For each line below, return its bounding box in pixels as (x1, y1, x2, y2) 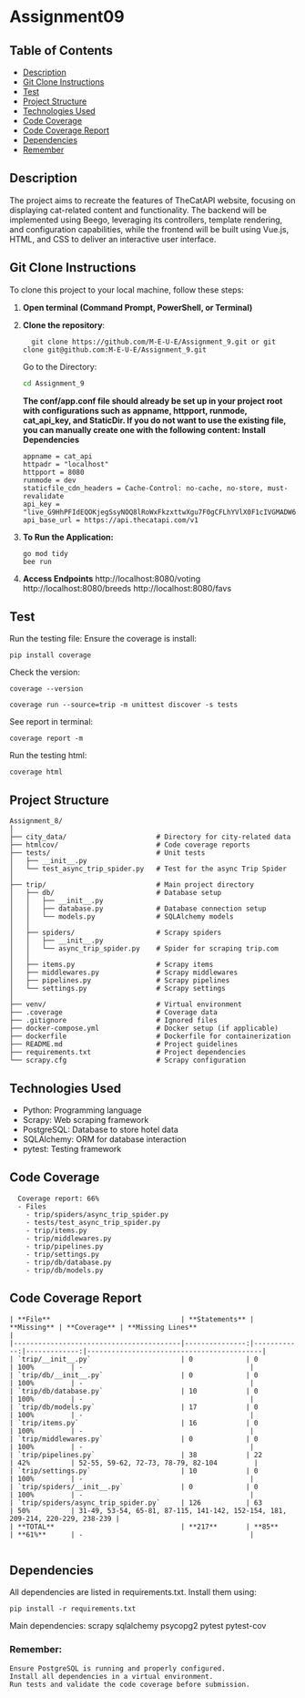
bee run (22, 557, 52, 566)
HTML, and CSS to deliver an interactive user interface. (9, 233, 217, 244)
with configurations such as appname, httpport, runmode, (22, 405, 248, 416)
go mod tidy (22, 549, 68, 558)
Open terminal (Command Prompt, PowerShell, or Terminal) (22, 302, 253, 313)
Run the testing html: (9, 750, 87, 761)
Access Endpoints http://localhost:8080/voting (22, 572, 201, 584)
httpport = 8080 (22, 468, 85, 477)
